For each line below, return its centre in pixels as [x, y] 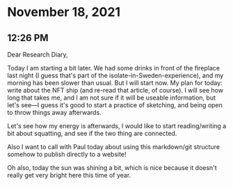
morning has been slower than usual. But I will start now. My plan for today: [115, 83]
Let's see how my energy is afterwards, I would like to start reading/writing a [117, 126]
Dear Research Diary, [38, 54]
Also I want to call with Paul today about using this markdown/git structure [114, 147]
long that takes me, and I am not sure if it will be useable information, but [112, 98]
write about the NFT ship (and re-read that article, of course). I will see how [115, 90]
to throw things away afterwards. [55, 113]
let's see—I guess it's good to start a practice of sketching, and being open [115, 105]
